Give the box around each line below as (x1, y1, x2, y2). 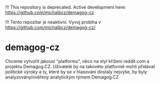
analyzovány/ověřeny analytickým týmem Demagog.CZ (5, 74, 119, 80)
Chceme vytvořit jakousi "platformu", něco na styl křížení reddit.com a (5, 58, 150, 64)
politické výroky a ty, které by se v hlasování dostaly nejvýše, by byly (5, 69, 147, 75)
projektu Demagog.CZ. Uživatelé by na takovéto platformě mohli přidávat (5, 63, 155, 69)
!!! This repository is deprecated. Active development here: (5, 4, 126, 10)
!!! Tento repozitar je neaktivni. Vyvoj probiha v (5, 19, 101, 25)
